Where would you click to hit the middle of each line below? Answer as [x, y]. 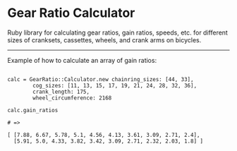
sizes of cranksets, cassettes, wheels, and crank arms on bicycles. [104, 40]
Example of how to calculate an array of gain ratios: [82, 60]
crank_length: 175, [61, 92]
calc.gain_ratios [33, 110]
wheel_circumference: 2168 [72, 98]
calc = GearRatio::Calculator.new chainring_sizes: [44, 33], [101, 79]
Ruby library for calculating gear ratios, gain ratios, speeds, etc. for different [117, 32]
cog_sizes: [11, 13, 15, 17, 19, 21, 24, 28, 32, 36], [115, 85]
